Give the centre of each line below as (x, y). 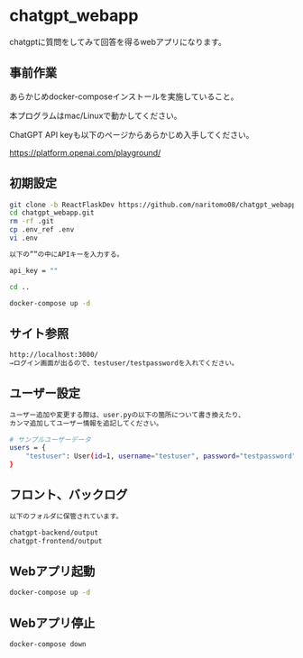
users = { (28, 448)
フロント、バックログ (69, 495)
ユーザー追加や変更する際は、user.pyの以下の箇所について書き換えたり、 (127, 415)
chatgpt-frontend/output (56, 541)
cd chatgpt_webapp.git (52, 213)
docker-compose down (48, 644)
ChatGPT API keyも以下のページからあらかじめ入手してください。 (132, 134)
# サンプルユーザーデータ (50, 439)
